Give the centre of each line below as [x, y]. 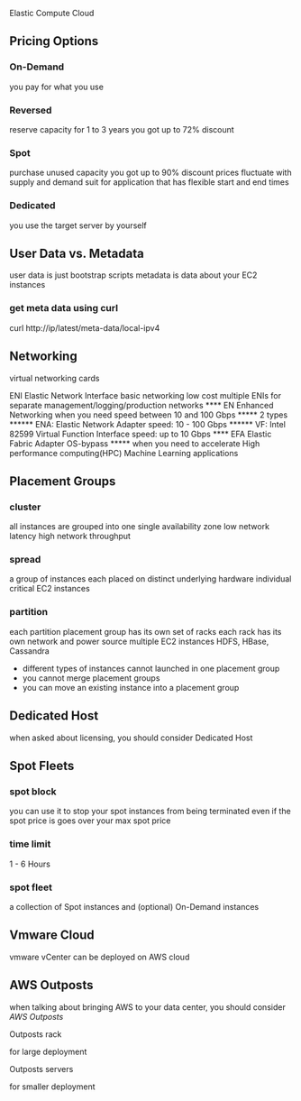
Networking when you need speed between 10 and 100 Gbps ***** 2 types [149, 415]
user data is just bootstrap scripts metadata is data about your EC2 [133, 275]
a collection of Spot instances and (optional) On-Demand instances [134, 906]
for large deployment [48, 1051]
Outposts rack [36, 1034]
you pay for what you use [56, 87]
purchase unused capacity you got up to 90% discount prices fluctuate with [150, 173]
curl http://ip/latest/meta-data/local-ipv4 [85, 327]
